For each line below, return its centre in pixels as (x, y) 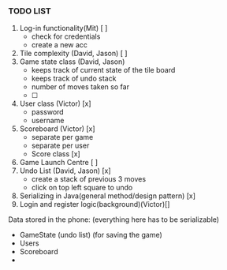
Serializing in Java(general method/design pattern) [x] (107, 196)
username (48, 121)
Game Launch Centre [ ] (59, 163)
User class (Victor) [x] (56, 103)
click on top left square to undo (82, 188)
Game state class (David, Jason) (72, 62)
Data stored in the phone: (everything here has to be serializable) (113, 219)
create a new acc (60, 45)
